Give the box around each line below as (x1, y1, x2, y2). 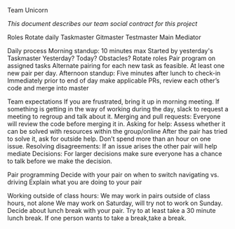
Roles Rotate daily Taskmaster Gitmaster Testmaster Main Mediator (7, 33, 201, 41)
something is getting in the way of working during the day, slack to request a (7, 105, 229, 113)
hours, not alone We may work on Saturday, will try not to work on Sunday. (7, 199, 223, 207)
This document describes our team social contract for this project (7, 20, 198, 27)
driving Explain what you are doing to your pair (7, 178, 142, 186)
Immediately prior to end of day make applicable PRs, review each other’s (7, 76, 220, 85)
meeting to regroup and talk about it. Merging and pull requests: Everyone (7, 112, 221, 120)
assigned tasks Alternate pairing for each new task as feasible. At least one (7, 62, 225, 69)
